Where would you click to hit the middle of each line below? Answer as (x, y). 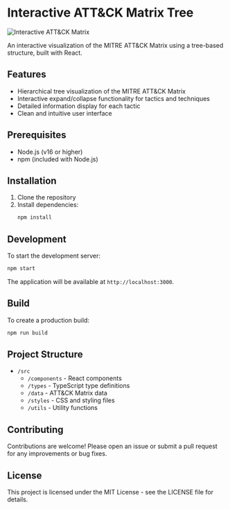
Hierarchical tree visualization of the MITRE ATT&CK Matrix (101, 91)
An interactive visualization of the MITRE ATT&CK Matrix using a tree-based (115, 45)
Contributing (35, 430)
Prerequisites (37, 135)
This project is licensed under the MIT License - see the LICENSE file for (110, 492)
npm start (21, 269)
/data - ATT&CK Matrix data (67, 393)
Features (27, 74)
